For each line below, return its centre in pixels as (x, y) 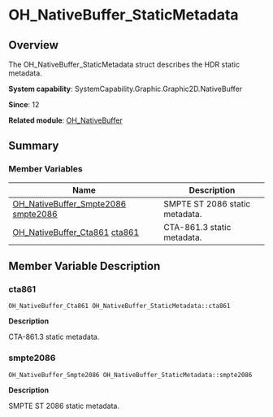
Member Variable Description (84, 266)
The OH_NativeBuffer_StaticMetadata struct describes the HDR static (124, 64)
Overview (34, 45)
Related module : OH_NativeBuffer (66, 120)
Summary (34, 146)
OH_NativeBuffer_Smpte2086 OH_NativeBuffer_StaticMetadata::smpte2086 (130, 375)
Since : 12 (24, 104)
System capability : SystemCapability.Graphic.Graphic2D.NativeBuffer (126, 89)
